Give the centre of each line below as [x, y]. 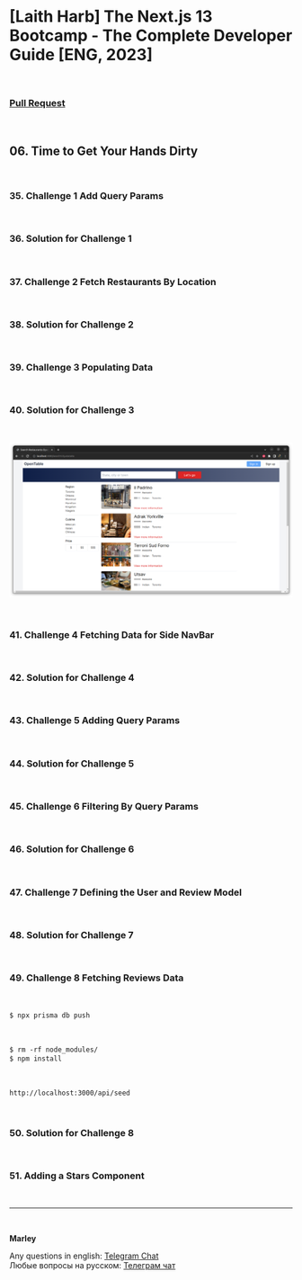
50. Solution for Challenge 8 [72, 1132]
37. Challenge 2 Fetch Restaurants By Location [113, 282]
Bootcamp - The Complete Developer [151, 36]
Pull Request [37, 103]
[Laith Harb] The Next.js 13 [111, 17]
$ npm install [36, 1059]
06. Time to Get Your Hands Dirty [104, 151]
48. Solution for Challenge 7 [71, 935]
